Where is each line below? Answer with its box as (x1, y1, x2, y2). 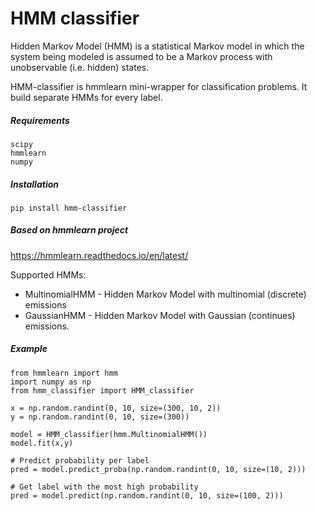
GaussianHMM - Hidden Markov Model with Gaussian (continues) (24, 309, 296, 321)
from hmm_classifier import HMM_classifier (10, 385, 195, 396)
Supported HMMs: (10, 268, 87, 281)
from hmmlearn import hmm (10, 368, 118, 378)
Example (10, 343, 48, 355)
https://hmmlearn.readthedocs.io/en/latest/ (10, 249, 189, 261)
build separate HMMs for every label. (10, 91, 163, 103)
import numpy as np (10, 377, 92, 387)
